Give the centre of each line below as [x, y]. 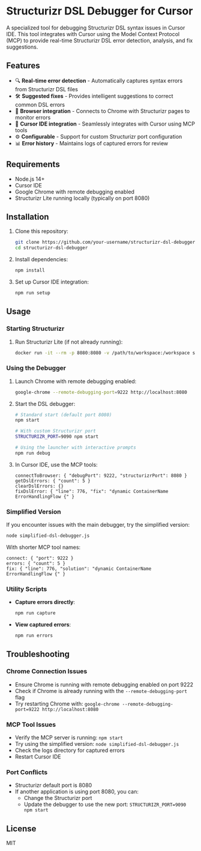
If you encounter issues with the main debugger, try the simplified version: [98, 525]
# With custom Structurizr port [55, 431]
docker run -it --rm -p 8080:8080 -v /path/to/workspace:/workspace [102, 353]
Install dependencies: [41, 259]
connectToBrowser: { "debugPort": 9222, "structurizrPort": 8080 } [101, 476]
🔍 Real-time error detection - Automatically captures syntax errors [99, 80]
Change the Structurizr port [58, 798]
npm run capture [35, 613]
